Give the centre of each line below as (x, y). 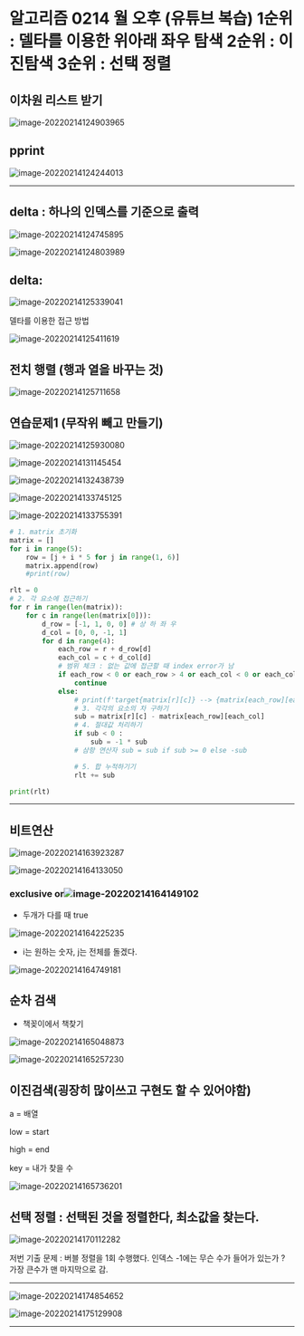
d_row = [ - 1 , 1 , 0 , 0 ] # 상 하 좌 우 (109, 624)
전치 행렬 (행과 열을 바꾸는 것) (87, 369)
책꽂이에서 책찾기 (53, 1024)
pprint (27, 151)
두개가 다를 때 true (55, 915)
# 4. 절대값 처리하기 (108, 726)
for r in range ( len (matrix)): (66, 608)
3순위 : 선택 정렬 (114, 64)
